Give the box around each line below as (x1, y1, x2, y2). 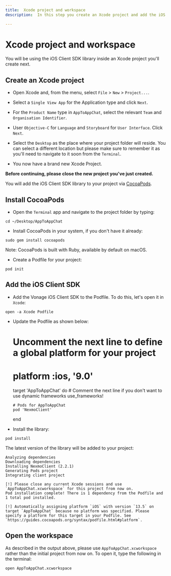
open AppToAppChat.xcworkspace (5, 566, 72, 571)
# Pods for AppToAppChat (12, 403, 66, 408)
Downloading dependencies (5, 459, 60, 464)
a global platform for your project (12, 347, 156, 359)
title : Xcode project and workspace (5, 7, 86, 13)
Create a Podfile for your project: (12, 257, 82, 263)
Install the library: (12, 426, 50, 432)
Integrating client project (5, 473, 65, 478)
